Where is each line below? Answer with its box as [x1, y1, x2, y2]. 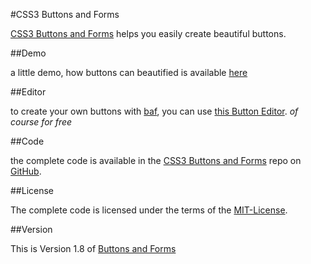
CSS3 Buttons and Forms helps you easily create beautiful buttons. [10, 28, 287, 39]
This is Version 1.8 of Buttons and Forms [10, 243, 177, 254]
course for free [10, 116, 73, 128]
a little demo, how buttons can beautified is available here [10, 67, 248, 78]
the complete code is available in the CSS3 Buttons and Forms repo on [10, 155, 302, 166]
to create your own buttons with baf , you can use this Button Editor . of [10, 105, 299, 117]
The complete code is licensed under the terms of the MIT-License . [10, 204, 288, 216]
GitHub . [10, 165, 42, 177]
